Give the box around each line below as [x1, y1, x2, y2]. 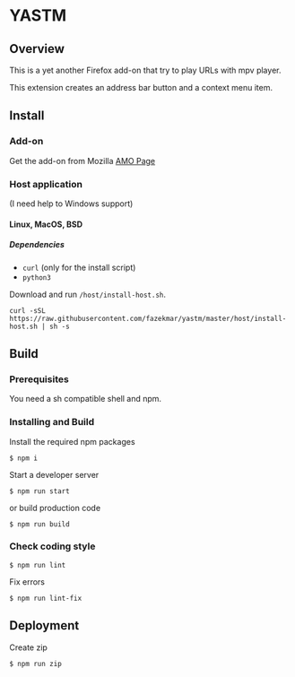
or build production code [9, 502, 101, 513]
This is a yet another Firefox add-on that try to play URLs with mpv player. [9, 65, 282, 75]
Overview [9, 41, 65, 56]
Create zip [9, 642, 48, 653]
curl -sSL [9, 306, 47, 315]
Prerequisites [9, 373, 69, 386]
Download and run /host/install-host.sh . [9, 289, 167, 299]
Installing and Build [9, 416, 95, 429]
